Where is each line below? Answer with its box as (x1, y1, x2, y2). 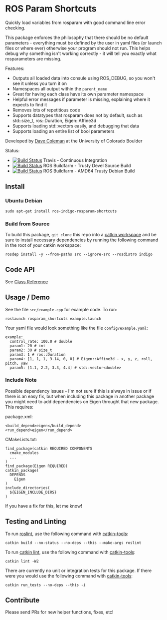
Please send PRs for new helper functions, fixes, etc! (5, 609, 114, 615)
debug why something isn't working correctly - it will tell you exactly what (5, 50, 157, 56)
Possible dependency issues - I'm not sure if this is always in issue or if (5, 388, 152, 394)
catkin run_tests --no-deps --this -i (5, 583, 86, 588)
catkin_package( (5, 468, 39, 473)
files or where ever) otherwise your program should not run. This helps (5, 45, 151, 51)
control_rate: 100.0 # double (9, 339, 72, 344)
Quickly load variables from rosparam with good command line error (5, 19, 146, 25)
